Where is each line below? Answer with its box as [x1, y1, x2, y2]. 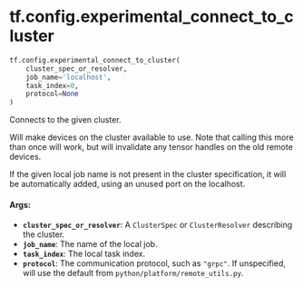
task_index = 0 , [25, 81, 79, 90]
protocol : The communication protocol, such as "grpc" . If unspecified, [22, 258, 286, 269]
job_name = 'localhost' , [25, 73, 112, 82]
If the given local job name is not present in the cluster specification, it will [9, 169, 287, 180]
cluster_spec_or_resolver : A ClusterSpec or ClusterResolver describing [22, 220, 293, 231]
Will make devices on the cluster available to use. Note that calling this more [9, 132, 294, 143]
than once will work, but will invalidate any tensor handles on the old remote [9, 142, 293, 153]
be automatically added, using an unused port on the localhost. [9, 179, 246, 190]
